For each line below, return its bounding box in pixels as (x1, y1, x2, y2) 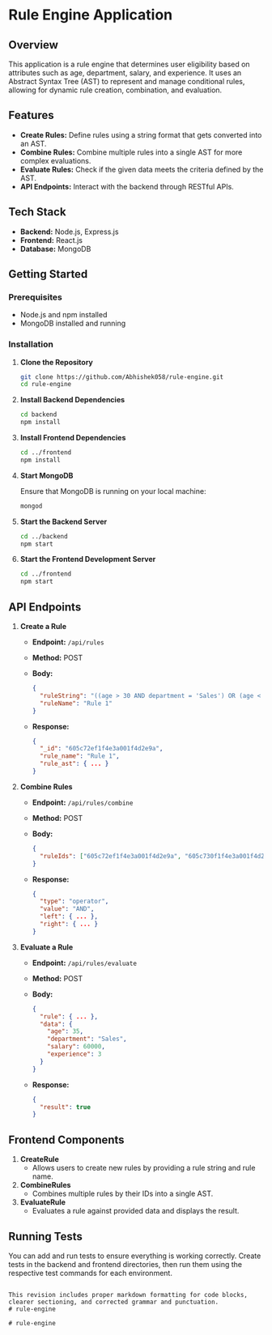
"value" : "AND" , (39, 905, 95, 913)
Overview (8, 38, 59, 52)
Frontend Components (8, 1133, 125, 1146)
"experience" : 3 (47, 1050, 102, 1058)
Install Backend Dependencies (19, 395, 125, 405)
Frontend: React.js (19, 235, 83, 244)
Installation (8, 338, 54, 350)
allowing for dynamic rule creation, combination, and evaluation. (8, 85, 223, 95)
